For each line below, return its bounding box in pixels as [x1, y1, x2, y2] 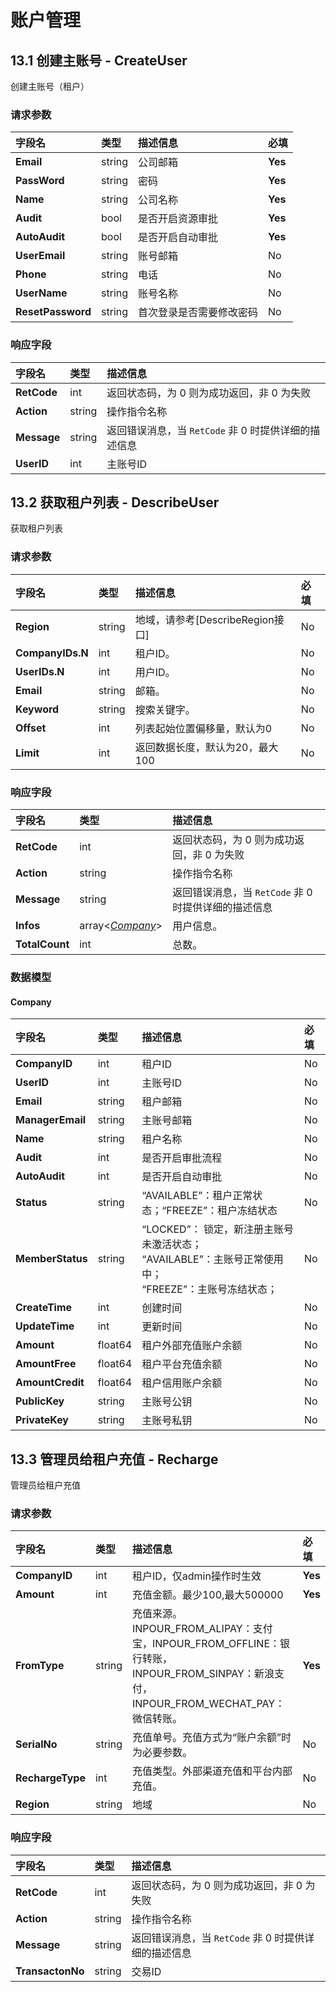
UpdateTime [15, 1319, 75, 1333]
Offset [15, 721, 47, 735]
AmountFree [15, 1357, 77, 1371]
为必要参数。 [131, 1746, 193, 1760]
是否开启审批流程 [141, 1151, 223, 1165]
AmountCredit [15, 1376, 85, 1390]
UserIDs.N [15, 664, 65, 678]
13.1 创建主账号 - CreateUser [10, 52, 188, 69]
